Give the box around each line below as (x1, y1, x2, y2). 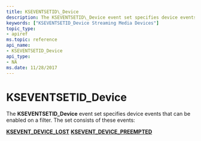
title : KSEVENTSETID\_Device (6, 8, 79, 15)
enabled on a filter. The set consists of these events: (6, 116, 136, 124)
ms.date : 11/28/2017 (6, 64, 58, 71)
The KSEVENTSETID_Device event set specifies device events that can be (6, 110, 191, 118)
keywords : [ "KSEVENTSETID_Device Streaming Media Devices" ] (6, 20, 160, 26)
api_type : (6, 53, 31, 59)
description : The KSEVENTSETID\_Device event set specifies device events (6, 14, 197, 20)
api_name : (6, 43, 31, 49)
